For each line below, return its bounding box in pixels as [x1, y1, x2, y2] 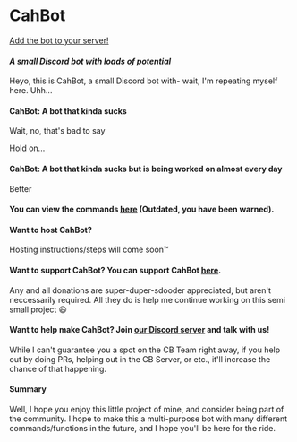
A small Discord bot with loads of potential [9, 56, 172, 66]
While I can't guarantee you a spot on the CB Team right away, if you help [9, 344, 281, 355]
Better [9, 183, 32, 194]
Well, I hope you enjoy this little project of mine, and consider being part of [9, 403, 284, 414]
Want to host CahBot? [9, 224, 92, 235]
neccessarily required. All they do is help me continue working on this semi [9, 294, 286, 305]
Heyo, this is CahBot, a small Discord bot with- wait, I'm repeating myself [9, 75, 278, 86]
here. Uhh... [9, 85, 53, 96]
